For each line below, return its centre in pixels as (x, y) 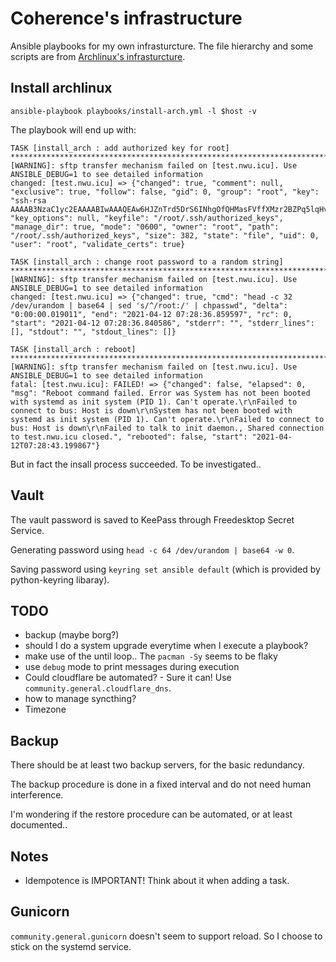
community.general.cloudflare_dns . (98, 688)
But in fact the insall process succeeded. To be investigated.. (136, 464)
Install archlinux (61, 88)
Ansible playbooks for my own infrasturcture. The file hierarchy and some (162, 46)
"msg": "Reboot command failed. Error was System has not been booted (160, 393)
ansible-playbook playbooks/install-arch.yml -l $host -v (133, 111)
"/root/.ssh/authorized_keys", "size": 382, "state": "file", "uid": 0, (165, 235)
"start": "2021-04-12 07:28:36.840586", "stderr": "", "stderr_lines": (162, 323)
